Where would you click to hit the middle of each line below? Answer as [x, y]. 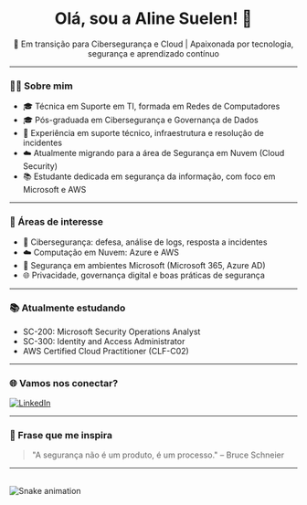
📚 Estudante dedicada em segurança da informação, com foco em [149, 176]
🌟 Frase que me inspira [61, 436]
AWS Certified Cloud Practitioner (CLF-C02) [106, 351]
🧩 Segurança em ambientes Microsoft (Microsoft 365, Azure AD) [144, 265]
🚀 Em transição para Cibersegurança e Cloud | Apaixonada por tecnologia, [153, 44]
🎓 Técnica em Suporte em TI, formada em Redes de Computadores [151, 106]
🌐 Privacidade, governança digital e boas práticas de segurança [143, 275]
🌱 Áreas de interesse [56, 222]
